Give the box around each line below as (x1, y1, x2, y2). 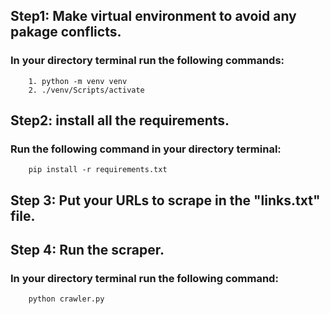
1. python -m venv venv (28, 76, 128, 86)
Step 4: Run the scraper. (10, 242, 165, 259)
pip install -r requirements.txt (28, 165, 168, 175)
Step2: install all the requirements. (10, 112, 230, 129)
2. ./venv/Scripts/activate (28, 85, 145, 95)
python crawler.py (28, 294, 105, 304)
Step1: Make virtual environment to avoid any (10, 8, 297, 25)
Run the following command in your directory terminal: (10, 142, 282, 156)
